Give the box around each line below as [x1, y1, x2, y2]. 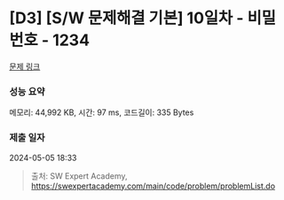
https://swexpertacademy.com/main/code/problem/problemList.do [30, 181, 276, 191]
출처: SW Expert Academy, [30, 170, 128, 181]
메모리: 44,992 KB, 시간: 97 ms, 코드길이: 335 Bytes [9, 107, 194, 118]
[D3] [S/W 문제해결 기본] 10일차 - [9, 8, 244, 28]
